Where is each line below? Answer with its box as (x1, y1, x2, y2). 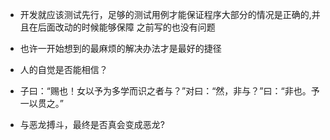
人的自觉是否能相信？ (19, 64, 108, 75)
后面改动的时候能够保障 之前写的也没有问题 (37, 21, 216, 33)
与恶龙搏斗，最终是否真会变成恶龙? (19, 119, 165, 130)
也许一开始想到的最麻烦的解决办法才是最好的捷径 (19, 43, 222, 54)
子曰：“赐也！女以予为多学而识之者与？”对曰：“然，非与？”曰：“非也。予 (19, 85, 320, 97)
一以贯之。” (19, 98, 64, 109)
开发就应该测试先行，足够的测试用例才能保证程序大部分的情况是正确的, (19, 9, 312, 20)
